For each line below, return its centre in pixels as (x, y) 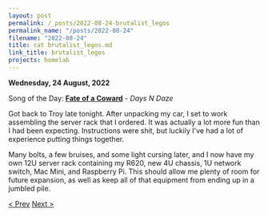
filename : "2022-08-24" (48, 38)
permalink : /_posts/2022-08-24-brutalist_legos (89, 23)
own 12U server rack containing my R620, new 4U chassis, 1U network (125, 163)
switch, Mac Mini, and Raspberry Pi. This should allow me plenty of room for (134, 171)
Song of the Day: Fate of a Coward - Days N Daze (91, 98)
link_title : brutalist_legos (57, 53)
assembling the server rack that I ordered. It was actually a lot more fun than (134, 122)
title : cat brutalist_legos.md (60, 45)
